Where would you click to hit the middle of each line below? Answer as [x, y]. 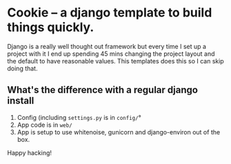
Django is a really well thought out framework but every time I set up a [107, 46]
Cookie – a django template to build [110, 13]
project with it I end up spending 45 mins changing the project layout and [111, 54]
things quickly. [51, 27]
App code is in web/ [44, 125]
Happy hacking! [30, 152]
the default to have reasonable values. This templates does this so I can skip [115, 61]
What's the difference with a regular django [103, 90]
